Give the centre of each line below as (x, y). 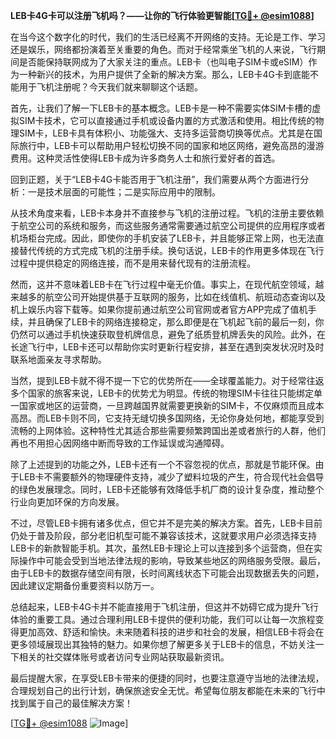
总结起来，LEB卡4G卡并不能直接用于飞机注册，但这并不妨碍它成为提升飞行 (164, 607)
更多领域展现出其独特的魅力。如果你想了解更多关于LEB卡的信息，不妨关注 (163, 644)
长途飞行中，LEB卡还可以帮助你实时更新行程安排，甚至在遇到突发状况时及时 (167, 347)
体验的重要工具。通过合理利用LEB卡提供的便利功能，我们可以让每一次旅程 (163, 619)
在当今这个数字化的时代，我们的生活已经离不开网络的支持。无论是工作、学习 (168, 37)
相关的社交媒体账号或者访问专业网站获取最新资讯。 (124, 657)
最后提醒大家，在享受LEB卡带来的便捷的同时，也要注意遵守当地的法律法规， (167, 678)
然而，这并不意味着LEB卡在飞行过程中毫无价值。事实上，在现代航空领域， (163, 284)
